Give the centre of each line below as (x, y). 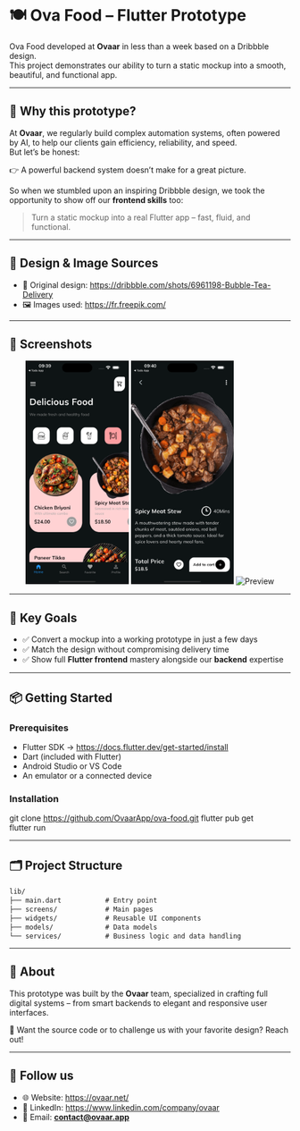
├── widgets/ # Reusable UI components (105, 918)
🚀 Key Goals (43, 617)
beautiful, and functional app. (63, 74)
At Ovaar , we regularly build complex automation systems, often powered (145, 132)
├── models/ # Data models (83, 927)
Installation (34, 798)
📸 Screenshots (51, 344)
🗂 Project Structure (66, 865)
